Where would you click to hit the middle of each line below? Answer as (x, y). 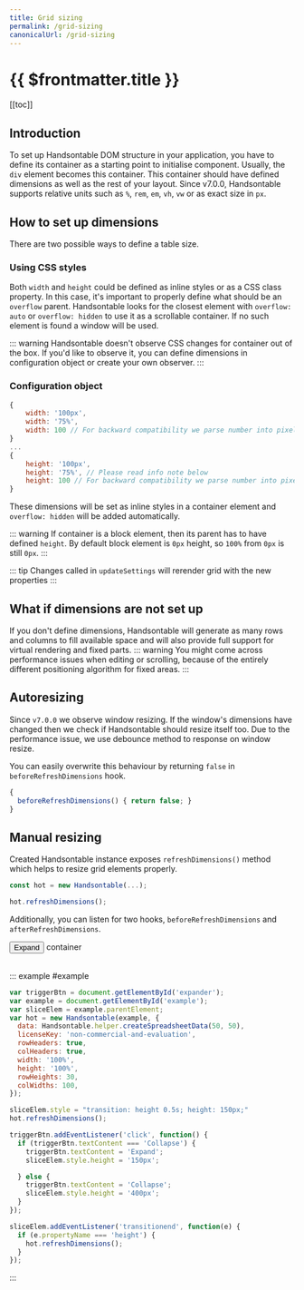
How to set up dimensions (84, 222)
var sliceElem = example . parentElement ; (87, 1009)
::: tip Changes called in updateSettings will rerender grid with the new (140, 571)
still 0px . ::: (28, 553)
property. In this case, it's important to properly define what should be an (146, 297)
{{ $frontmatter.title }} (95, 79)
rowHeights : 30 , (48, 1077)
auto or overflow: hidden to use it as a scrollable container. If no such (139, 316)
